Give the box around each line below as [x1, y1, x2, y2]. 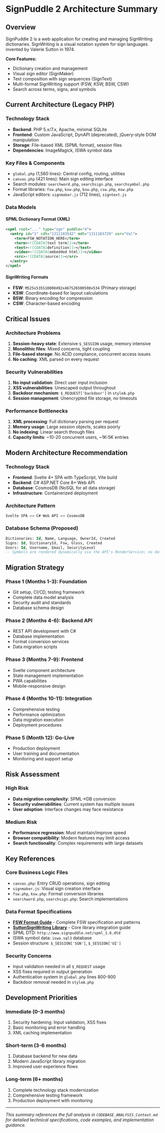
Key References [5, 854, 55, 863]
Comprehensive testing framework [12, 1092, 83, 1098]
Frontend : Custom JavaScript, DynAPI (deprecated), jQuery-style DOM [12, 132, 156, 137]
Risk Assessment [5, 770, 60, 779]
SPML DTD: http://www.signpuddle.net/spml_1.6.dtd [12, 930, 121, 936]
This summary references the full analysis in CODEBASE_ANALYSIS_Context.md [5, 1111, 158, 1117]
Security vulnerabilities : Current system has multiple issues [12, 801, 135, 807]
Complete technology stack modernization [12, 1087, 99, 1093]
